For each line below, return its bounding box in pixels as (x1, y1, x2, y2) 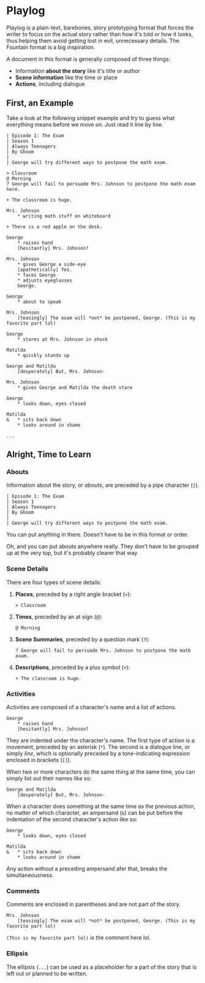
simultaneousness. (6, 872, 54, 879)
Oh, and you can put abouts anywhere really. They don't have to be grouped (6, 543, 199, 550)
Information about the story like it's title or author (15, 67, 141, 74)
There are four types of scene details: (6, 578, 102, 586)
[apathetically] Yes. (17, 266, 72, 273)
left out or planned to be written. (6, 970, 88, 977)
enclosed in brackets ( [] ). (6, 756, 72, 764)
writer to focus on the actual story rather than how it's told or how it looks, (6, 30, 193, 37)
